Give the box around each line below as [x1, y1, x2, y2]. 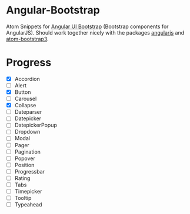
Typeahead [14, 201, 42, 208]
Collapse [14, 102, 36, 109]
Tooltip [14, 195, 32, 201]
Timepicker [14, 188, 42, 195]
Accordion [14, 75, 40, 82]
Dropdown [14, 128, 41, 135]
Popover [14, 155, 35, 162]
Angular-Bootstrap [6, 4, 100, 17]
